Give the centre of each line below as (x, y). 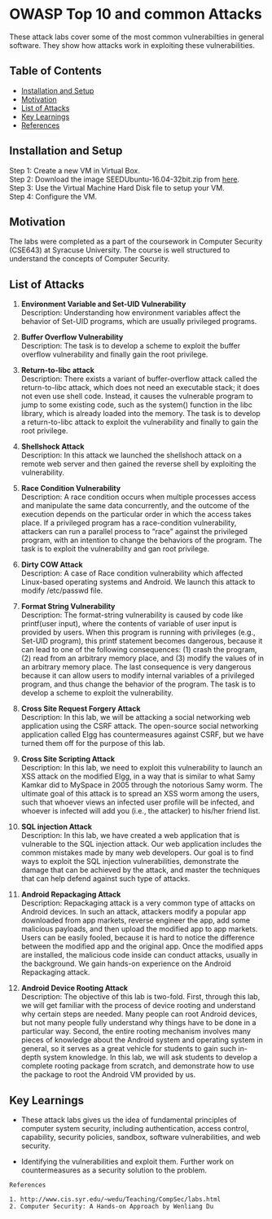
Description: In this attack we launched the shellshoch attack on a (132, 455)
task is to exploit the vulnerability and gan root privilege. (115, 549)
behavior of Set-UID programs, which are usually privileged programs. (139, 322)
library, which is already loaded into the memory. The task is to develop (141, 414)
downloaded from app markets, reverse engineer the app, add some (136, 920)
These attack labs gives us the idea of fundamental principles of (129, 1120)
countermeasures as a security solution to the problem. (114, 1170)
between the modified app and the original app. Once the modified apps (142, 946)
